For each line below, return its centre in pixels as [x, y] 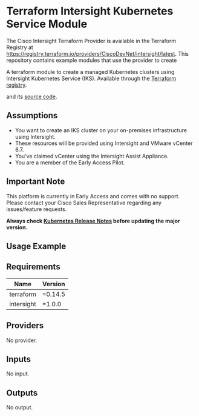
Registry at [20, 47]
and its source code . [32, 96]
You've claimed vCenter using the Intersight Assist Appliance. [92, 156]
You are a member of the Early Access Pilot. [70, 163]
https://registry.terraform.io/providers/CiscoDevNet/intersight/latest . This [98, 53]
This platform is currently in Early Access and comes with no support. [93, 196]
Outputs [22, 393]
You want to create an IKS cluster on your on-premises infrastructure [101, 130]
